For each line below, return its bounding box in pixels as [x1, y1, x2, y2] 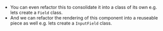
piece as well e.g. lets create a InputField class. [10, 20, 112, 26]
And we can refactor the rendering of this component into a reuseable [10, 15, 158, 20]
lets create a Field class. [10, 9, 63, 15]
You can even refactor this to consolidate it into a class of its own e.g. [10, 4, 157, 10]
